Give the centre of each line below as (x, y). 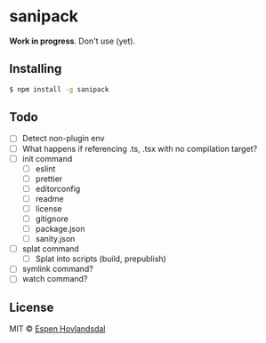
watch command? (55, 279)
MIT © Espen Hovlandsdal (57, 329)
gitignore (52, 219)
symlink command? (57, 269)
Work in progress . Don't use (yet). (73, 41)
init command (47, 158)
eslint (45, 168)
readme (49, 198)
